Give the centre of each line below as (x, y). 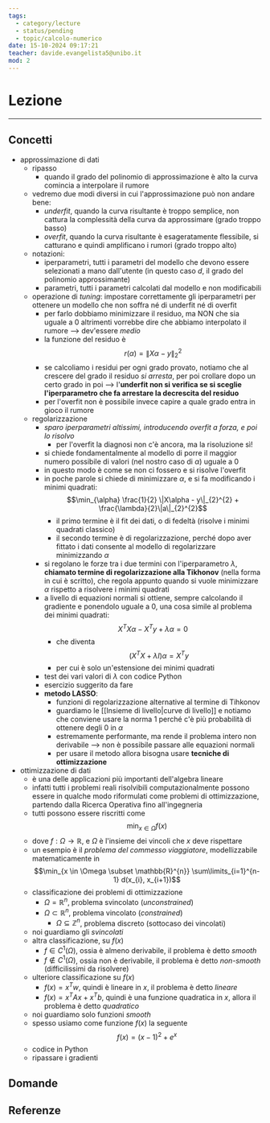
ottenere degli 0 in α (90, 728)
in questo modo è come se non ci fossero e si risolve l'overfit (145, 470)
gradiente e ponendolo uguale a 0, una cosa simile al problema (148, 607)
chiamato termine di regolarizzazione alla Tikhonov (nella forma (152, 572)
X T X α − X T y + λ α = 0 (153, 628)
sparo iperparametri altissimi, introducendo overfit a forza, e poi (151, 427)
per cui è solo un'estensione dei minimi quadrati (135, 668)
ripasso (45, 168)
